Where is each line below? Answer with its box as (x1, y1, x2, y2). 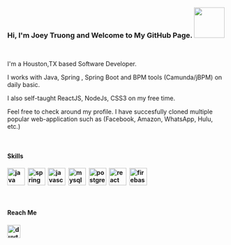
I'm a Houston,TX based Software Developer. (7, 60, 137, 68)
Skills (7, 152, 24, 160)
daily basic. (7, 81, 40, 89)
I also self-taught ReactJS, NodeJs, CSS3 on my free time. (7, 94, 176, 102)
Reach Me (7, 209, 37, 217)
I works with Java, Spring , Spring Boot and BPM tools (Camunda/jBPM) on (7, 73, 223, 81)
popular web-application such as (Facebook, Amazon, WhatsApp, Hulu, (7, 115, 214, 123)
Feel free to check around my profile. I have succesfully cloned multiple (7, 108, 213, 116)
